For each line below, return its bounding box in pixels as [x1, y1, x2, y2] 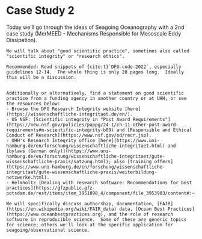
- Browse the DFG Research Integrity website [6, 106, 122, 112]
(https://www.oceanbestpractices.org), [6, 211, 106, 217]
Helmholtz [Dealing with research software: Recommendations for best [11, 179, 192, 185]
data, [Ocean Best [119, 206, 165, 212]
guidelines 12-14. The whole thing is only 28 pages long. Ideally [6, 69, 185, 75]
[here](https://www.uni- [97, 137, 161, 143]
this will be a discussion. [6, 74, 77, 80]
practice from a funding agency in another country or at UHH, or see [6, 95, 187, 101]
